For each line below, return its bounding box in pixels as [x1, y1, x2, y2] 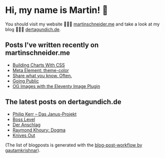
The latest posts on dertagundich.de [5, 97, 121, 106]
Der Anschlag [12, 121, 41, 127]
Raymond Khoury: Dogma [12, 127, 66, 133]
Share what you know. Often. [12, 72, 72, 78]
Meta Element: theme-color [12, 67, 69, 73]
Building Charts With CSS [12, 62, 65, 68]
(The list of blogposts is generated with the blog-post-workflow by [5, 142, 142, 148]
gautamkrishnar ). [5, 147, 41, 153]
